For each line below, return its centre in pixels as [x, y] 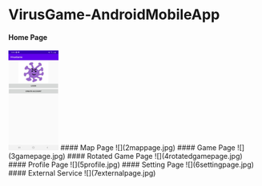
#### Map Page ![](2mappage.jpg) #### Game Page [147, 148]
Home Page [28, 37]
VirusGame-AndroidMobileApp [114, 15]
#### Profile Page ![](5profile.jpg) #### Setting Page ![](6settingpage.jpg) [131, 164]
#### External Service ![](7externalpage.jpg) [82, 173]
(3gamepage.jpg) [37, 156]
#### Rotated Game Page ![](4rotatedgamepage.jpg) [155, 156]
